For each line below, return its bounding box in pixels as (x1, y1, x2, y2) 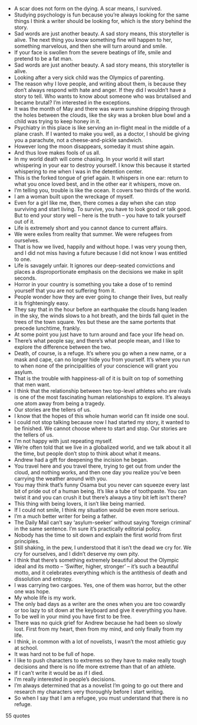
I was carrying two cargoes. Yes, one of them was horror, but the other (14, 582, 187, 589)
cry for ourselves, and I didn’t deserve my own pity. (14, 550, 140, 557)
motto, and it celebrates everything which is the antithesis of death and (14, 569, 187, 576)
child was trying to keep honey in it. (14, 118, 101, 124)
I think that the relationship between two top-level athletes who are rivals (14, 388, 191, 394)
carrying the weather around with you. (14, 475, 107, 482)
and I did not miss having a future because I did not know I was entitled (14, 250, 188, 256)
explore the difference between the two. (14, 343, 112, 350)
